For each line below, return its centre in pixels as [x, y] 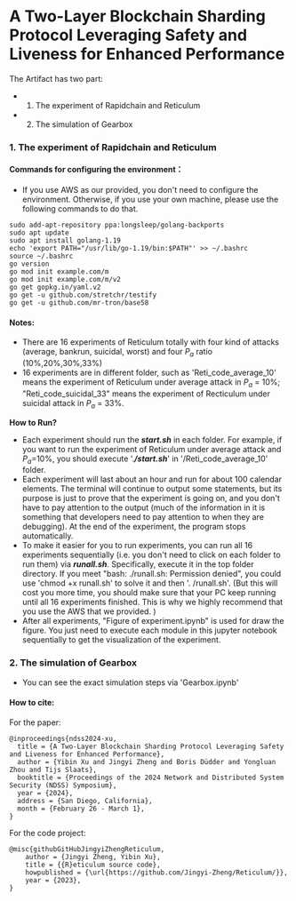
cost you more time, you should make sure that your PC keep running [149, 593]
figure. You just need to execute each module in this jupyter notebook [149, 630]
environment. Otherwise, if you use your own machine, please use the [150, 199]
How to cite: [32, 703]
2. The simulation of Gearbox [73, 663]
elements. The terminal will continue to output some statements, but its [152, 489]
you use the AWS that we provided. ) [89, 611]
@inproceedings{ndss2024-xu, [63, 738]
